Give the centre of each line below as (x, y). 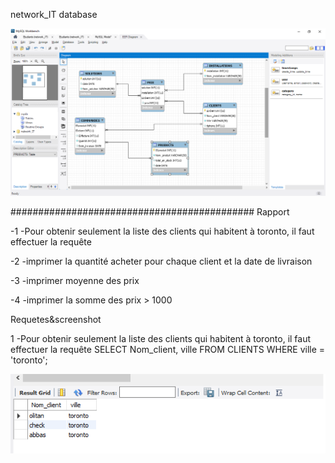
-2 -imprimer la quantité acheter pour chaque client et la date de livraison (161, 261)
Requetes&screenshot (56, 320)
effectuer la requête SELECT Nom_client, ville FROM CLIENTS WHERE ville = (168, 350)
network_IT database (54, 14)
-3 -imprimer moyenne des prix (75, 281)
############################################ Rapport (150, 212)
